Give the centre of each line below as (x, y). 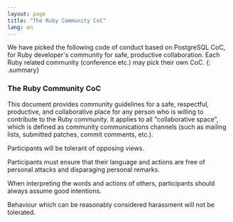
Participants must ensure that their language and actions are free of (107, 162)
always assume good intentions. (54, 191)
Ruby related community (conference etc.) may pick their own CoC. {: (109, 63)
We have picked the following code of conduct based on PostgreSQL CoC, (116, 48)
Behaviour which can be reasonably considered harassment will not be (111, 204)
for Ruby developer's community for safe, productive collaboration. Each (114, 55)
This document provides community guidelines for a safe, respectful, (108, 104)
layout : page (27, 14)
